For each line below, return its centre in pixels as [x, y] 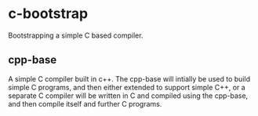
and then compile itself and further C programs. [85, 103]
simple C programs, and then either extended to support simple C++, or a [127, 87]
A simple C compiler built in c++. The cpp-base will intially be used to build [129, 78]
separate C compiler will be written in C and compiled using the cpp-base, [128, 96]
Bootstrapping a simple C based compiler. [76, 35]
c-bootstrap [48, 14]
